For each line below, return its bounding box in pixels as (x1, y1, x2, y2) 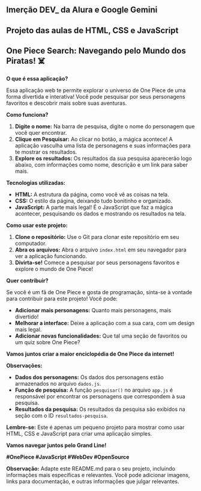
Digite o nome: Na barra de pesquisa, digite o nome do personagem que (14, 123, 195, 130)
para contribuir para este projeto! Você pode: (6, 295, 118, 302)
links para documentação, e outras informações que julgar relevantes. (6, 478, 179, 485)
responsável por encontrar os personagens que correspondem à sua (14, 392, 185, 400)
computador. (14, 239, 47, 247)
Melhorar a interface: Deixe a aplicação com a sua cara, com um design (14, 319, 195, 327)
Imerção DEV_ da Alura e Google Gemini (6, 5, 158, 15)
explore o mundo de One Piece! (14, 265, 94, 273)
